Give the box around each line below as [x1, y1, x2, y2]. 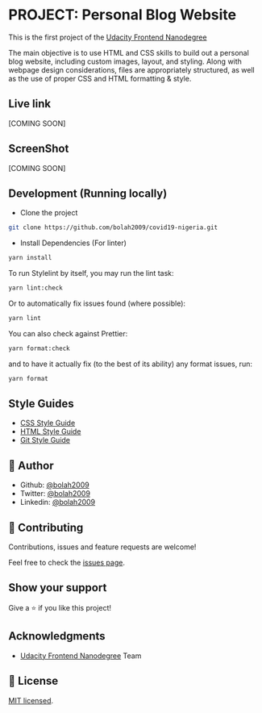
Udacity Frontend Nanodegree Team [19, 651, 142, 661]
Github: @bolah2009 [19, 480, 90, 490]
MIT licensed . [8, 695, 54, 705]
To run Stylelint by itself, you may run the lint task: [8, 269, 175, 278]
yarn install [8, 254, 52, 262]
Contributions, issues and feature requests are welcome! [8, 542, 197, 552]
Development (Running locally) [8, 186, 168, 200]
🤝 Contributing [8, 520, 84, 534]
